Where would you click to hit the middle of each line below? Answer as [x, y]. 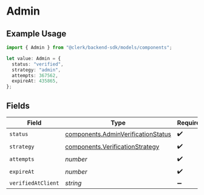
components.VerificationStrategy [112, 147]
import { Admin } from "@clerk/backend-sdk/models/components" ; [89, 47]
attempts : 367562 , [35, 75]
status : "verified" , [38, 64]
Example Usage [36, 34]
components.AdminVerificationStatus [118, 134]
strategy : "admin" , [36, 70]
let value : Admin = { [34, 58]
